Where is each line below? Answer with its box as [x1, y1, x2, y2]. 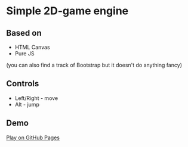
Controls [6, 79, 39, 89]
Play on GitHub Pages [6, 134, 60, 141]
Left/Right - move [14, 94, 58, 102]
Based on [6, 28, 42, 38]
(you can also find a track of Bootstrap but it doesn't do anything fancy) [6, 61, 183, 68]
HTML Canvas [14, 43, 50, 51]
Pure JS [14, 50, 35, 57]
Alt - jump [14, 101, 40, 108]
